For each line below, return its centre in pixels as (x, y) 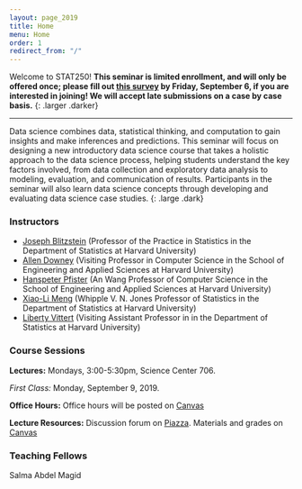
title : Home (31, 26)
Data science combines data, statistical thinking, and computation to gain (145, 131)
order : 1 (26, 43)
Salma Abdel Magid (45, 475)
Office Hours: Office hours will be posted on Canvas (107, 405)
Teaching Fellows (49, 456)
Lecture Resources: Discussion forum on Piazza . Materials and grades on (146, 422)
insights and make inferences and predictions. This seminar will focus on (144, 141)
